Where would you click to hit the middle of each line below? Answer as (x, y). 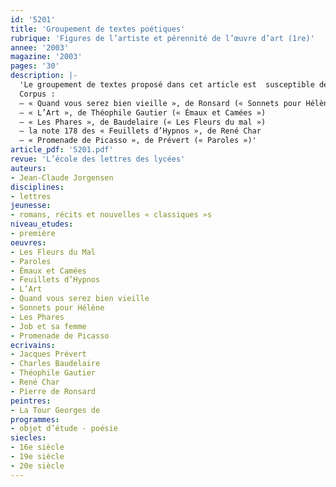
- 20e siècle (37, 466)
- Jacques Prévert (48, 354)
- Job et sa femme (48, 326)
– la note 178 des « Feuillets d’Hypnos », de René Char (140, 131)
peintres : (31, 401)
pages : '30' (35, 66)
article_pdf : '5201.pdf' (62, 150)
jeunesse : (31, 206)
